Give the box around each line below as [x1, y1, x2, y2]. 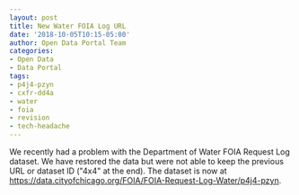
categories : [9, 47, 54, 56]
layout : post [9, 13, 58, 22]
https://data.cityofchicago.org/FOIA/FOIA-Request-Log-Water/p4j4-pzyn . [9, 175, 282, 185]
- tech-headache [9, 122, 70, 131]
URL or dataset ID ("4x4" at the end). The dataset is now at [9, 165, 227, 176]
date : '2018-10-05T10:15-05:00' [9, 30, 130, 39]
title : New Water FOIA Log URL [9, 22, 127, 31]
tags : [9, 72, 30, 81]
